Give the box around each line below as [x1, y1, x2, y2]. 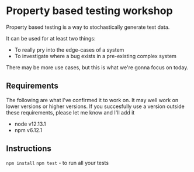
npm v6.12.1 [14, 126, 43, 133]
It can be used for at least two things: [6, 35, 96, 42]
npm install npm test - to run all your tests [6, 159, 109, 166]
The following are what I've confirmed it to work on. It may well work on [6, 96, 179, 103]
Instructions [6, 144, 51, 154]
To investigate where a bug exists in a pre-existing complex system [14, 52, 177, 59]
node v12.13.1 [14, 120, 46, 127]
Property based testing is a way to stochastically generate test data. [6, 23, 170, 31]
